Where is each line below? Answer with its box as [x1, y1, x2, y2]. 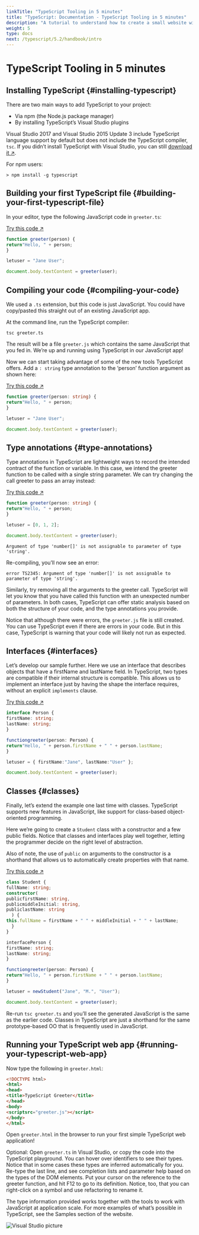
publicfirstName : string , [6, 896, 70, 902]
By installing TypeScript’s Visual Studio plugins [14, 119, 129, 126]
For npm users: [6, 161, 43, 168]
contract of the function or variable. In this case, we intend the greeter [6, 465, 178, 472]
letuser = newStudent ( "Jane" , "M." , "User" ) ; [6, 988, 120, 994]
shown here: [6, 371, 37, 378]
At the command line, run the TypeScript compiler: [6, 318, 129, 325]
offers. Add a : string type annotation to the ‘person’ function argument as [6, 365, 191, 371]
